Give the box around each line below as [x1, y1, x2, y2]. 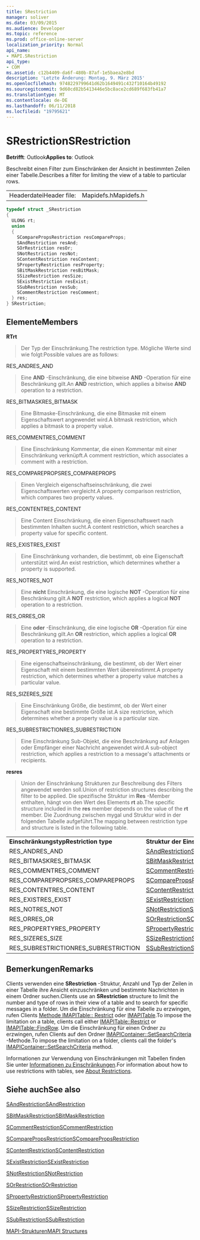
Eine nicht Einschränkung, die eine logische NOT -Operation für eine [20, 588, 190, 596]
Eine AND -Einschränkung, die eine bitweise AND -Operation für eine [20, 373, 191, 381]
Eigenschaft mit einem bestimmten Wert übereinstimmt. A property [20, 666, 183, 673]
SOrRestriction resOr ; [17, 245, 73, 251]
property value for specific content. [20, 529, 108, 537]
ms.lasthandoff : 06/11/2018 [6, 102, 76, 109]
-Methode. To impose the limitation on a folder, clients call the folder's [6, 1037, 177, 1044]
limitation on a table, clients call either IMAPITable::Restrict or [6, 1018, 157, 1025]
